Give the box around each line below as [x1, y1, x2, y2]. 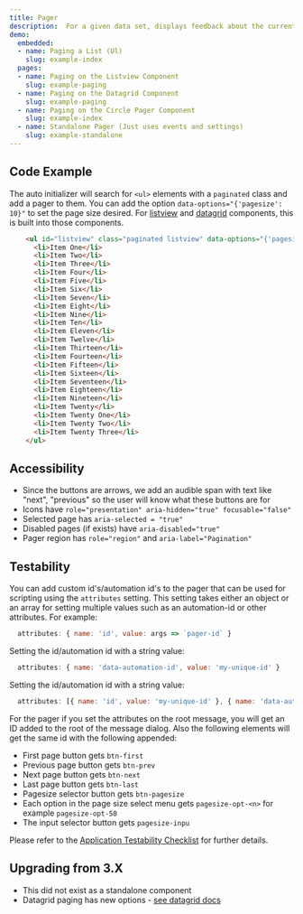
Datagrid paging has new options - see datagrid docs [22, 894, 221, 905]
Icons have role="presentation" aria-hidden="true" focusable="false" [22, 504, 292, 515]
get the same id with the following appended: [9, 732, 178, 743]
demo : [9, 30, 30, 39]
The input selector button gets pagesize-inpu [22, 816, 190, 827]
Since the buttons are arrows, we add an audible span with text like [22, 485, 272, 496]
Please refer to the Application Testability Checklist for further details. [9, 835, 269, 845]
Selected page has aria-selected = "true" [22, 514, 183, 525]
